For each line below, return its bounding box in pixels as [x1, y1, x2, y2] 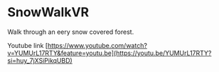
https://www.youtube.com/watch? [47, 41, 148, 49]
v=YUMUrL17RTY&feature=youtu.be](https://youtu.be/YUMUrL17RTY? [7, 49, 212, 57]
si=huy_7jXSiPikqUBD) [7, 56, 73, 64]
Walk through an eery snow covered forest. [7, 28, 134, 36]
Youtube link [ [7, 41, 48, 49]
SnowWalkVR [7, 4, 90, 20]
